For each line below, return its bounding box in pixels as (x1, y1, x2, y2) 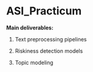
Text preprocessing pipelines (14, 35, 87, 43)
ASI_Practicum (6, 4, 82, 18)
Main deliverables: (6, 24, 54, 31)
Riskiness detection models (14, 47, 83, 55)
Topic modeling (14, 59, 54, 66)
